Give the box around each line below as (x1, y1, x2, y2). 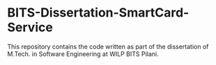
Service (7, 19, 54, 35)
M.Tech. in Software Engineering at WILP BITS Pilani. (7, 50, 159, 58)
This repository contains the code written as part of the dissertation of (7, 42, 209, 50)
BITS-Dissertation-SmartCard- (7, 5, 190, 21)
